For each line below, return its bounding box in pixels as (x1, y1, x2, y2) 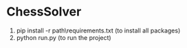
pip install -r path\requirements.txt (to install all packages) (16, 26, 181, 34)
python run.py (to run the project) (16, 33, 111, 41)
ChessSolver (6, 4, 82, 20)
